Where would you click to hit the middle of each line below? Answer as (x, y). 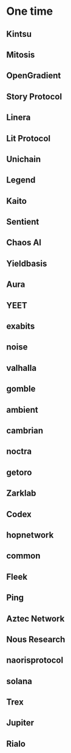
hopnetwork (30, 535)
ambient (22, 410)
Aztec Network (35, 618)
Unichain (24, 159)
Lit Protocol (29, 139)
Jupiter (20, 723)
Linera (19, 118)
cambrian (25, 431)
